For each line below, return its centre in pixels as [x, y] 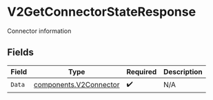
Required [142, 71]
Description [183, 71]
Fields [21, 52]
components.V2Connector [77, 85]
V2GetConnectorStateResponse [102, 12]
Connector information [39, 31]
